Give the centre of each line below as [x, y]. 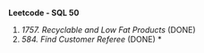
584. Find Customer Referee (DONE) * [91, 39]
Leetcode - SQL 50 [44, 13]
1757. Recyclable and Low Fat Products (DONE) [108, 30]
